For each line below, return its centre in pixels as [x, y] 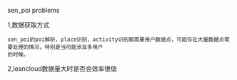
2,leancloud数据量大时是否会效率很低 [62, 69]
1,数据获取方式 [29, 25]
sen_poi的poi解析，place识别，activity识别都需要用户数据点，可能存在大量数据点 [116, 40]
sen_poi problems [34, 10]
